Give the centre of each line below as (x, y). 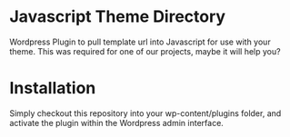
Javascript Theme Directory (117, 17)
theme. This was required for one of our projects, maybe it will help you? (145, 51)
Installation (53, 88)
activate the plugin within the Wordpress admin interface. (117, 122)
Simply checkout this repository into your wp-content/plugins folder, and (145, 113)
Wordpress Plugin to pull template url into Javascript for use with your (140, 42)
